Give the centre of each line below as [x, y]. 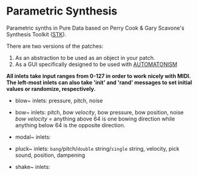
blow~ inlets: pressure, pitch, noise [59, 101]
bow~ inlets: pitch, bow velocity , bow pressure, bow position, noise [99, 112]
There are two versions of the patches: [55, 46]
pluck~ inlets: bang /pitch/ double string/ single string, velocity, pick [97, 148]
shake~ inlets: [32, 167]
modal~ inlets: [33, 137]
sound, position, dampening [50, 155]
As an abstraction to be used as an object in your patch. [85, 58]
